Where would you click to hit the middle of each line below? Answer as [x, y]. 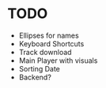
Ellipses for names [49, 35]
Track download [45, 52]
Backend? [35, 77]
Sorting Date [39, 68]
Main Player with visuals [58, 60]
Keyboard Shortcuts [51, 43]
